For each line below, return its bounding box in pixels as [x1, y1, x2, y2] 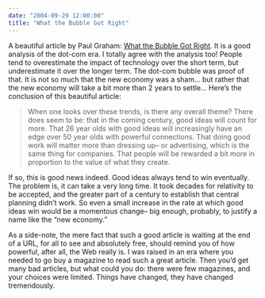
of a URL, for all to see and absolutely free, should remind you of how [8, 239, 236, 248]
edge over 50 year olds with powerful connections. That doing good [27, 132, 251, 141]
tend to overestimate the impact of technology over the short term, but [8, 57, 240, 67]
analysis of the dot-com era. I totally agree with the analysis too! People [8, 49, 243, 59]
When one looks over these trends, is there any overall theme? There [27, 106, 254, 116]
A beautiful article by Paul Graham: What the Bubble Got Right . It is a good [8, 40, 252, 50]
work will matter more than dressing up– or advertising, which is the [27, 140, 250, 150]
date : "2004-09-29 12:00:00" [8, 11, 105, 20]
